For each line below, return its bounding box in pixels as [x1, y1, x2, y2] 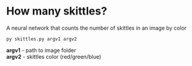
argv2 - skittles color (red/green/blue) [6, 53, 102, 60]
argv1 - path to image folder [6, 47, 76, 54]
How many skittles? [6, 4, 107, 18]
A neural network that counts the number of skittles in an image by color [6, 24, 187, 31]
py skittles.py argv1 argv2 [6, 36, 78, 42]
